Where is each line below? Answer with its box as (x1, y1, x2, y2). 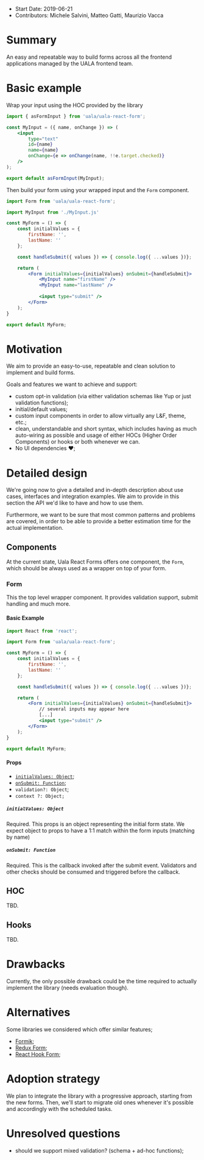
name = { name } (28, 147, 59, 154)
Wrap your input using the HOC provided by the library (6, 101, 143, 109)
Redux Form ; (15, 1044, 47, 1052)
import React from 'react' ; (6, 628, 78, 634)
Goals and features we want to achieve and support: (6, 381, 138, 388)
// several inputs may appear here (38, 706, 130, 712)
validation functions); (15, 399, 69, 406)
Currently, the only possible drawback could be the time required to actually (6, 978, 197, 985)
